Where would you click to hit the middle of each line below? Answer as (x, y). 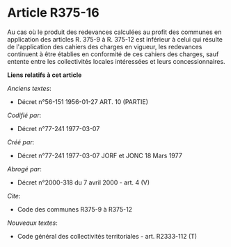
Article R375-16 (53, 13)
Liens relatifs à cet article (45, 75)
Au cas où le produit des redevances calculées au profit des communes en (114, 32)
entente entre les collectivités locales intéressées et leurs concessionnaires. (116, 61)
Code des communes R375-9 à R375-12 (75, 209)
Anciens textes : (30, 88)
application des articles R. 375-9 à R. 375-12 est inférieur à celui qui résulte (115, 39)
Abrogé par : (24, 169)
